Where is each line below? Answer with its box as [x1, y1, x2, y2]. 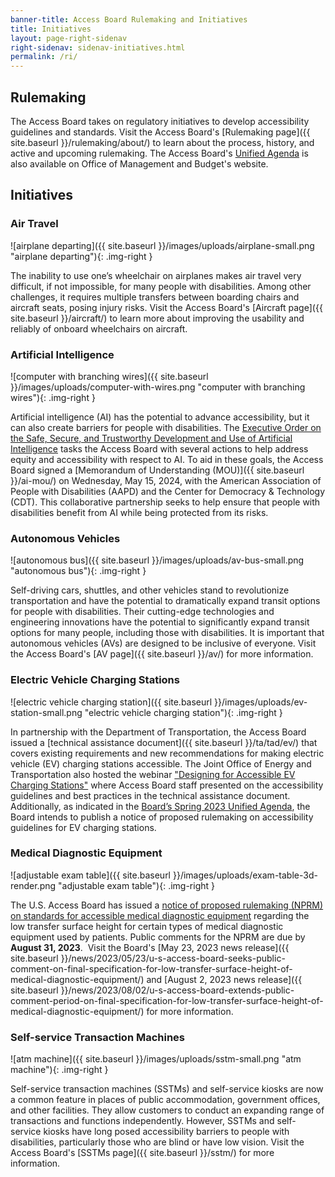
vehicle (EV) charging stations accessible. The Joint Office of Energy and [10, 757, 312, 770]
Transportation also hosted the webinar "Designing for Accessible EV [10, 768, 296, 780]
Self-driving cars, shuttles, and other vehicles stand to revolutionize [10, 584, 290, 596]
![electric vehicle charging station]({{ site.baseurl [10, 696, 213, 708]
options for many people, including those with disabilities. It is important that [10, 627, 325, 639]
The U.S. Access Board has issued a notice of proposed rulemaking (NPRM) [10, 899, 324, 911]
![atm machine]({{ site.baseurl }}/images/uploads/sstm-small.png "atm [10, 1053, 302, 1065]
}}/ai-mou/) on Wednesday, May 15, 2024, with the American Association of [10, 474, 322, 486]
